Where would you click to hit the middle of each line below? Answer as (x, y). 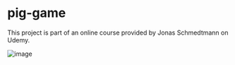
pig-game (37, 13)
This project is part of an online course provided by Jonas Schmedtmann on (118, 32)
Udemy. (19, 40)
